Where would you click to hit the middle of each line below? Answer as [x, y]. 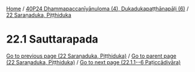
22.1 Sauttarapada [52, 39]
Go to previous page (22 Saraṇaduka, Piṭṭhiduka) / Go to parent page [91, 56]
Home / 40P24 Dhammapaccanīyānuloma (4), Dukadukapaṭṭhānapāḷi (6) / [97, 9]
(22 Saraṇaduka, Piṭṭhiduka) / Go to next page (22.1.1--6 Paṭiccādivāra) [94, 62]
